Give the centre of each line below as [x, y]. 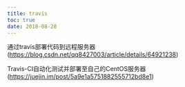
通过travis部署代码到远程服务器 [51, 47]
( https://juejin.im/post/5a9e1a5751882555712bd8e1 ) [80, 77]
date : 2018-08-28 [32, 26]
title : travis [28, 13]
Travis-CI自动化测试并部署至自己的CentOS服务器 [77, 69]
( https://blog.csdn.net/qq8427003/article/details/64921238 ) [93, 55]
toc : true [21, 20]
